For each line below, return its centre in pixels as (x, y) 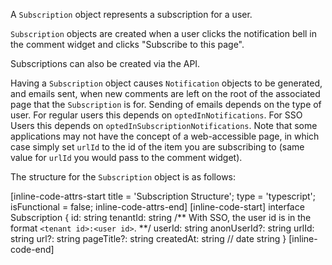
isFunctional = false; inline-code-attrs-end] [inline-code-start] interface (157, 207)
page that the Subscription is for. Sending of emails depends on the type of (166, 104)
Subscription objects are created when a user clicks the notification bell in (164, 33)
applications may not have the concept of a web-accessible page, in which (165, 136)
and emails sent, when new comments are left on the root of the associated (165, 93)
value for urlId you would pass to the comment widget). (126, 157)
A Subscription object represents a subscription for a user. (131, 14)
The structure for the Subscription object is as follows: (123, 177)
